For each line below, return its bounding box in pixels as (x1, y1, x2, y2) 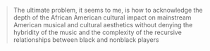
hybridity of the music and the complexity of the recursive (13, 28, 183, 36)
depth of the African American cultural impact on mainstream (13, 13, 192, 22)
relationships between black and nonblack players (13, 36, 159, 44)
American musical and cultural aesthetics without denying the (13, 21, 193, 29)
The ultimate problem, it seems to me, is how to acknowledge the (13, 6, 204, 14)
